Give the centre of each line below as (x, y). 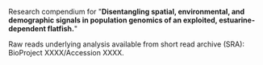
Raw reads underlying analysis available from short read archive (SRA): (126, 44)
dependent (27, 28)
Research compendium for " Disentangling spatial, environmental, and (127, 12)
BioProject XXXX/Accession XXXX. (67, 53)
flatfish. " (63, 28)
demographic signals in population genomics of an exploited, (113, 20)
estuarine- (237, 20)
